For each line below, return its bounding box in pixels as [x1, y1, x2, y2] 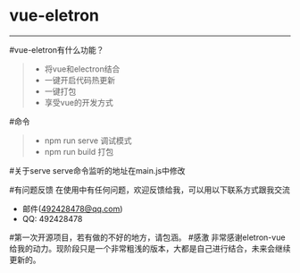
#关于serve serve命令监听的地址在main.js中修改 [9, 165, 186, 175]
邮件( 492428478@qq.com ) [21, 203, 123, 214]
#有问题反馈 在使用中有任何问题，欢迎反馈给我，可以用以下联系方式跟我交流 [9, 184, 290, 195]
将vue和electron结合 [44, 64, 121, 74]
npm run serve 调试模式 [44, 135, 132, 146]
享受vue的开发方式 [44, 97, 113, 107]
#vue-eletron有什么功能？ [9, 44, 104, 55]
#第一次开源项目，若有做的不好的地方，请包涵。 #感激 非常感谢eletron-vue [9, 232, 286, 243]
